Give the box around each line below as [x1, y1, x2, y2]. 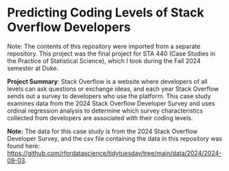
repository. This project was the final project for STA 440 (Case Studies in [7, 49, 216, 58]
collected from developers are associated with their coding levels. [7, 113, 193, 122]
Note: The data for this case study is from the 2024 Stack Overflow [7, 127, 198, 135]
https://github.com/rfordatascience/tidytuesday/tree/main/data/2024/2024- [7, 149, 222, 157]
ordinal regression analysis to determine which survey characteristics [7, 106, 204, 115]
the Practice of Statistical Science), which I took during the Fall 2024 [7, 56, 201, 65]
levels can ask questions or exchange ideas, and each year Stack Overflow [7, 84, 219, 93]
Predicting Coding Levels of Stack [7, 5, 204, 21]
